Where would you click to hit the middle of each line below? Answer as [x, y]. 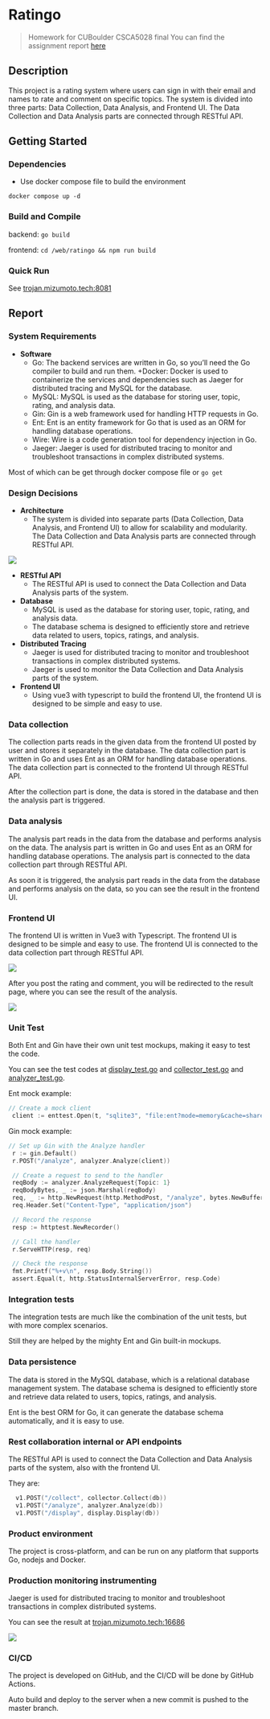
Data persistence [43, 1362]
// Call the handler [46, 1242]
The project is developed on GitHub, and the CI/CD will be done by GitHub [131, 1676]
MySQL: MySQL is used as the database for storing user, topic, [136, 397]
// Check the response [50, 1264]
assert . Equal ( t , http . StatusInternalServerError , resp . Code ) [116, 1279]
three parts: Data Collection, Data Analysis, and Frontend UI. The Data [124, 107]
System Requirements [53, 336]
